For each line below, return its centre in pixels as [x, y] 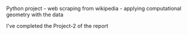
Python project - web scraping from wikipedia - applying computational [94, 8]
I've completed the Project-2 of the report [57, 26]
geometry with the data [35, 15]
